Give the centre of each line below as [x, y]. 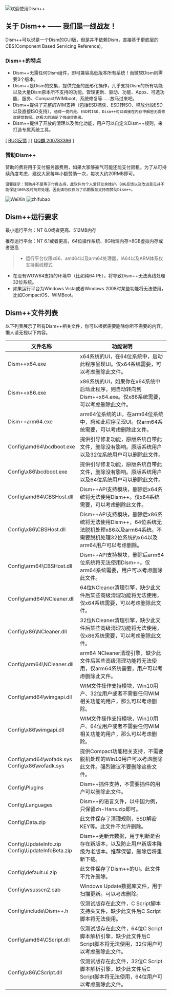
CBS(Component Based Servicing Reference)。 [56, 46]
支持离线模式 [39, 265]
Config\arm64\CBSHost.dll [40, 566]
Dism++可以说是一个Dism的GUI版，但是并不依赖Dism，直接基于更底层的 [82, 40]
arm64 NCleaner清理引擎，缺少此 [121, 653]
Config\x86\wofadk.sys [36, 766]
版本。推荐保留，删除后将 [126, 852]
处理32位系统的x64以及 [129, 538]
